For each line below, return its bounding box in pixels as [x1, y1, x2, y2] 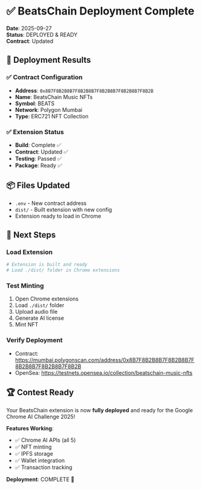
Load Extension [6, 248, 53, 256]
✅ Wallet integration [14, 456, 65, 464]
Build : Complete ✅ [14, 141, 62, 149]
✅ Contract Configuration [6, 73, 83, 82]
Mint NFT [14, 321, 39, 328]
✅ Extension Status [6, 128, 65, 136]
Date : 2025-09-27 [6, 24, 53, 31]
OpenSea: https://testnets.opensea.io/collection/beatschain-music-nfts [14, 369, 193, 376]
